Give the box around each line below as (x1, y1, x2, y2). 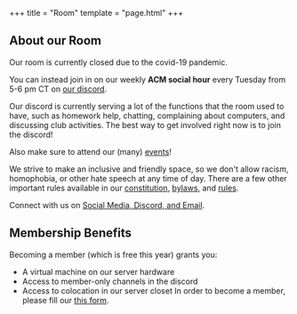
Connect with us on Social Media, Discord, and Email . (9, 199, 205, 210)
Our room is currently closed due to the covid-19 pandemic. (9, 57, 229, 68)
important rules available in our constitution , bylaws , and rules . (9, 182, 239, 193)
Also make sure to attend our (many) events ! (9, 146, 172, 157)
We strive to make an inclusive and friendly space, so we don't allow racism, (9, 164, 289, 174)
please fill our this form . (21, 294, 109, 305)
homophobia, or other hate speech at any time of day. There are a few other (9, 173, 287, 183)
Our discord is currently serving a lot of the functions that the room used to (9, 101, 285, 111)
